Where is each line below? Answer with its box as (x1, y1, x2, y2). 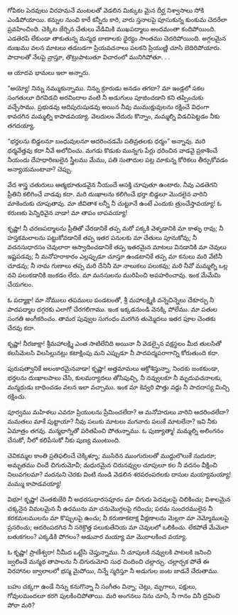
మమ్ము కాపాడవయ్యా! (7, 480, 62, 488)
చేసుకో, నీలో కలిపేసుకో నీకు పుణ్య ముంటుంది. (7, 436, 121, 444)
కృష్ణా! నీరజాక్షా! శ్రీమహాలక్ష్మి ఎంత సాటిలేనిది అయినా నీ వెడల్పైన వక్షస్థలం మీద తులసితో (7, 340, 222, 347)
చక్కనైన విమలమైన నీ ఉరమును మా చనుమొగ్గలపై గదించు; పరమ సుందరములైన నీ (7, 505, 213, 512)
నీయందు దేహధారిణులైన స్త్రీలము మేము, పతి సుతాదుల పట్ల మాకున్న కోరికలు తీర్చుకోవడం (7, 156, 229, 164)
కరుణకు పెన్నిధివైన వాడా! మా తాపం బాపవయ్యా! (7, 209, 128, 216)
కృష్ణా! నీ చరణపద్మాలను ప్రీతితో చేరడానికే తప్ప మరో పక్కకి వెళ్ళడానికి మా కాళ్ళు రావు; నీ (7, 224, 224, 232)
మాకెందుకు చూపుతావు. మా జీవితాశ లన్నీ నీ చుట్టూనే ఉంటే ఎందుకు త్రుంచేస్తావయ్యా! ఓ (7, 199, 222, 207)
